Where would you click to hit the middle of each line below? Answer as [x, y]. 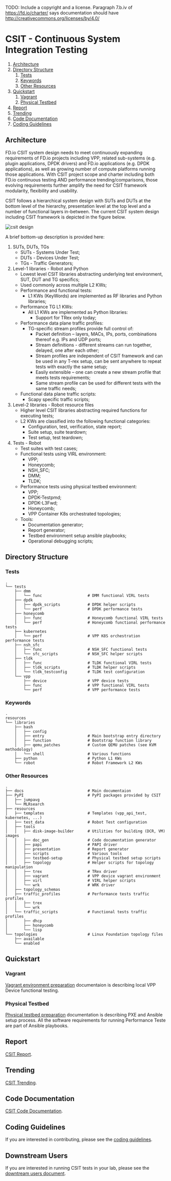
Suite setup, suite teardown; [57, 432]
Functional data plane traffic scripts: [58, 394]
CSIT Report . [19, 1054]
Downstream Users [36, 1156]
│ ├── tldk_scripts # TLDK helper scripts [75, 668]
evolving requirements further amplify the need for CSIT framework [76, 185]
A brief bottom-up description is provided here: [55, 237]
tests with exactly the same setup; [71, 367]
